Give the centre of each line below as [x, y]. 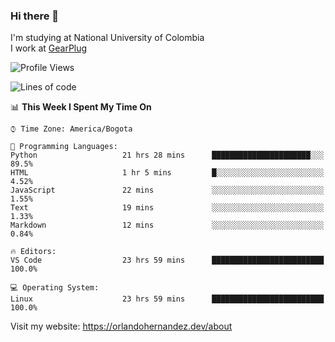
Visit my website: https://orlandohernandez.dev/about [121, 326]
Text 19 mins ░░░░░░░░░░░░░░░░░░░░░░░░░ [167, 208]
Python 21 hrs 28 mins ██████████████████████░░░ [167, 155]
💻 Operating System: [55, 288]
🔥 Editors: [33, 252]
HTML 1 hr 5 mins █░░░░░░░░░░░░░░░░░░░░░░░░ [167, 173]
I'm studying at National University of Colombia [107, 38]
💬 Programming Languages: [64, 147]
